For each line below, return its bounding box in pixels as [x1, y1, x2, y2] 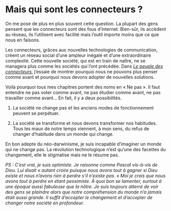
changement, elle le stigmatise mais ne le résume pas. [5, 152, 119, 158]
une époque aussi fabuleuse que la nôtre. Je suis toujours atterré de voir [5, 183, 159, 189]
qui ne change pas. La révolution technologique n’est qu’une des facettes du [5, 146, 166, 152]
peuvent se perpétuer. [12, 110, 60, 116]
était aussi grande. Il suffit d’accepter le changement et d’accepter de [5, 194, 153, 200]
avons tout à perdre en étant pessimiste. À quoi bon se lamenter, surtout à [5, 178, 162, 184]
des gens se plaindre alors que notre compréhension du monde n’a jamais [5, 188, 162, 195]
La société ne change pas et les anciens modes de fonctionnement [12, 104, 154, 111]
